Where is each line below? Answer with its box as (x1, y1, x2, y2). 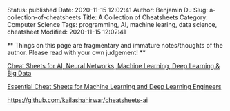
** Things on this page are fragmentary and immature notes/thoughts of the (7, 41, 223, 49)
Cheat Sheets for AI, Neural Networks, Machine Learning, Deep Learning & (7, 62, 220, 70)
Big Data (7, 69, 32, 77)
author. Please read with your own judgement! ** (7, 48, 146, 57)
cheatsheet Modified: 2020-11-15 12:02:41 (7, 28, 126, 36)
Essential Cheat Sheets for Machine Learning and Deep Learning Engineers (7, 83, 222, 90)
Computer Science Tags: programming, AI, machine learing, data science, (7, 21, 218, 28)
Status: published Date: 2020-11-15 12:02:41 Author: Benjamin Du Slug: (7, 6, 209, 14)
